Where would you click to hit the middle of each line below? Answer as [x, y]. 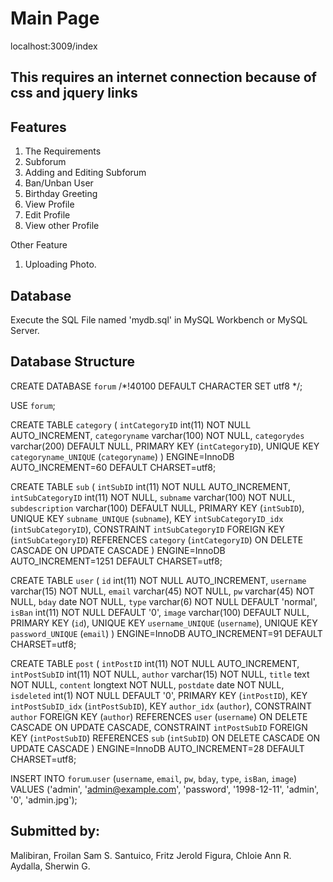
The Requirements [63, 151]
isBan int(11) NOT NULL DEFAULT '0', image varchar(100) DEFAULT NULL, [160, 612]
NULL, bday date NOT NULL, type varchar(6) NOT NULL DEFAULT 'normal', [164, 601]
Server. [25, 330]
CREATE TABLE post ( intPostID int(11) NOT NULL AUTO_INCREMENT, [155, 663]
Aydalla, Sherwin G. [50, 866]
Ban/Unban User [59, 183]
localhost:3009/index [54, 46]
